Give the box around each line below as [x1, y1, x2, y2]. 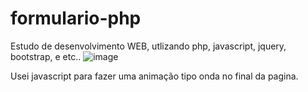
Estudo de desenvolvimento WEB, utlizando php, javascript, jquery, [10, 40, 287, 52]
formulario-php [10, 7, 142, 30]
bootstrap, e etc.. [10, 50, 82, 62]
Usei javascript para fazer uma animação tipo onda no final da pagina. [10, 70, 299, 82]
